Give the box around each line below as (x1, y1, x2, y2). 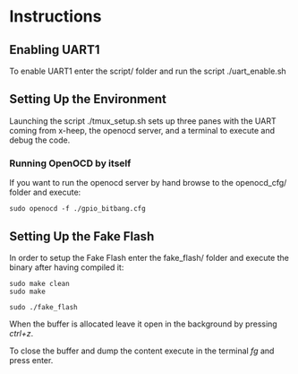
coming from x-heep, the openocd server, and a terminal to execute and (9, 125, 276, 135)
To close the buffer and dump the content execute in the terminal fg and (9, 345, 275, 356)
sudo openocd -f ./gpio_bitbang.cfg (9, 204, 146, 213)
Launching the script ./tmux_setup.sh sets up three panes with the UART (9, 115, 277, 126)
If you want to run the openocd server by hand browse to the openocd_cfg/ (9, 178, 287, 188)
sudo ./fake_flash (9, 302, 78, 311)
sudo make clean (9, 279, 70, 288)
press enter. (9, 354, 54, 365)
